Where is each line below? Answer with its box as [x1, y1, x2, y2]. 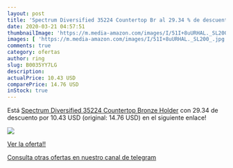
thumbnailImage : [7, 29, 54, 37]
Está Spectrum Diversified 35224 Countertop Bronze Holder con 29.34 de [7, 106, 218, 115]
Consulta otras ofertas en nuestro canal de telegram [7, 153, 157, 162]
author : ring [7, 55, 45, 62]
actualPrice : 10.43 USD [7, 74, 76, 82]
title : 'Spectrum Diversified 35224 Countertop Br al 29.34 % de [7, 17, 200, 24]
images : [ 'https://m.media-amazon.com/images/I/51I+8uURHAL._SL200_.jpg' [7, 36, 228, 43]
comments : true [7, 42, 51, 49]
